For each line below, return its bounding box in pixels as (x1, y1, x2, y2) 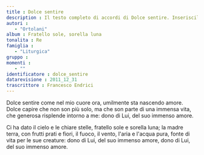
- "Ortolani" (14, 26, 47, 32)
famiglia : (6, 43, 34, 49)
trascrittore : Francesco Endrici (6, 83, 94, 89)
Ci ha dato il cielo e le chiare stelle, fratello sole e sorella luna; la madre (6, 124, 184, 131)
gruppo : (6, 54, 29, 60)
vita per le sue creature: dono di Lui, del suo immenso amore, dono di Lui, (6, 137, 191, 143)
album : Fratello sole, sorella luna (6, 32, 102, 38)
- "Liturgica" (14, 49, 50, 55)
